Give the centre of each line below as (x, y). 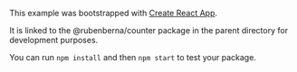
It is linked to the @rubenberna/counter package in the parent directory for (148, 30)
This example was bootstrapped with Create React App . (114, 13)
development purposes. (54, 40)
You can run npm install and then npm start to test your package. (133, 57)
